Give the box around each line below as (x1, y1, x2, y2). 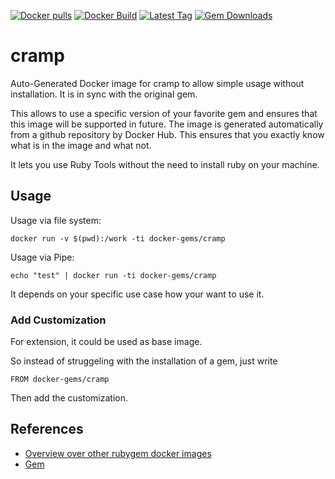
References (10, 421, 84, 438)
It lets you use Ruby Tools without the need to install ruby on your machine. (10, 158, 320, 170)
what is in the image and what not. (10, 139, 152, 151)
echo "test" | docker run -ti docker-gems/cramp (10, 270, 217, 280)
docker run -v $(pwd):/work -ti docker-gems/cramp (10, 233, 226, 244)
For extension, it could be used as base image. (10, 336, 203, 348)
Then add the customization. (10, 392, 129, 404)
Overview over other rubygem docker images (24, 447, 212, 459)
